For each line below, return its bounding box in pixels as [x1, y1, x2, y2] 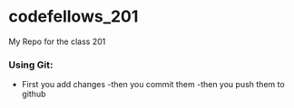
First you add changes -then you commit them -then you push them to [21, 79, 285, 90]
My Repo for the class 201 [8, 36, 106, 47]
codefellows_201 [8, 6, 139, 27]
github [21, 88, 46, 100]
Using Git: [8, 58, 54, 71]
